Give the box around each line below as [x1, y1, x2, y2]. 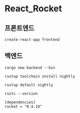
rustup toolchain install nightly [4, 74, 76, 79]
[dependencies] [4, 100, 36, 105]
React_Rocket [4, 3, 62, 14]
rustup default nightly [4, 82, 53, 87]
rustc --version [4, 91, 38, 96]
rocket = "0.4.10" [4, 104, 42, 109]
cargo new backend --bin [4, 65, 55, 70]
